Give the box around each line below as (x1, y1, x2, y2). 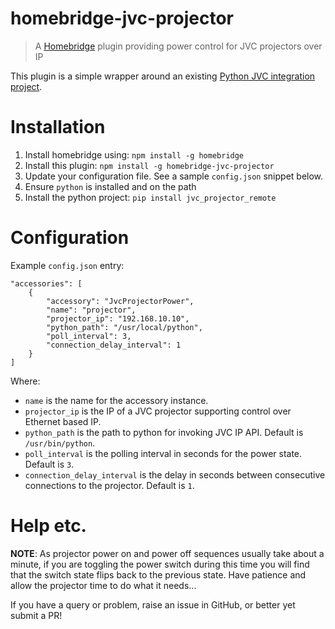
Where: (10, 375, 41, 387)
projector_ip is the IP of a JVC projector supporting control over (24, 405, 292, 417)
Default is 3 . (24, 458, 75, 470)
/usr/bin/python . (24, 437, 96, 449)
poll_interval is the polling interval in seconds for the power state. (24, 447, 303, 459)
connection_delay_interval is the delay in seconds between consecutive (24, 468, 326, 481)
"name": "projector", (46, 305, 137, 315)
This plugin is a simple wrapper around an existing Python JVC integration (10, 70, 316, 82)
